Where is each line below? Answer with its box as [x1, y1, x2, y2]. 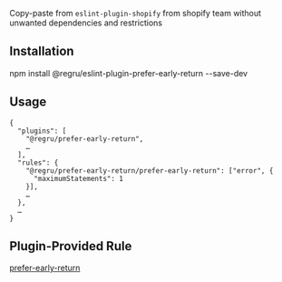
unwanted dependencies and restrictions [9, 17, 163, 28]
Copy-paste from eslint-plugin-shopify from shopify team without [9, 8, 261, 18]
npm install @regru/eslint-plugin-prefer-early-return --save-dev [9, 67, 248, 78]
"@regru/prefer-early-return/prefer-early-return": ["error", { [25, 166, 274, 176]
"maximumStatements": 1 [33, 174, 124, 183]
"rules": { [17, 158, 59, 167]
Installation [9, 44, 74, 59]
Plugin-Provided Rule [9, 238, 132, 254]
